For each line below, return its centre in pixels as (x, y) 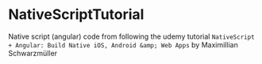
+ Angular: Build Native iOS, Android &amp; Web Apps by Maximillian (123, 44)
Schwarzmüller (33, 53)
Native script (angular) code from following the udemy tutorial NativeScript (132, 36)
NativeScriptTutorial (76, 15)
